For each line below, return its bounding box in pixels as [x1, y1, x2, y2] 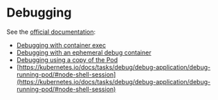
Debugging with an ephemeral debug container [16, 48, 152, 57]
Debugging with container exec [16, 41, 107, 49]
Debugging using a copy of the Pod [16, 55, 118, 63]
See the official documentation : [6, 28, 96, 36]
